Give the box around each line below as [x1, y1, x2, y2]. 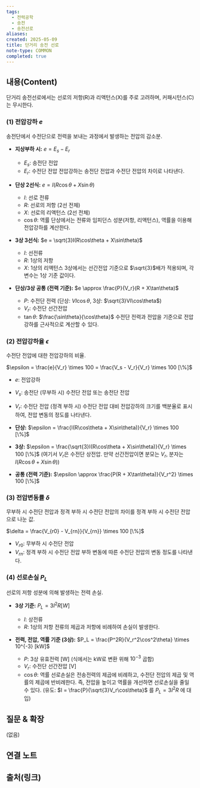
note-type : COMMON [6, 48, 52, 54]
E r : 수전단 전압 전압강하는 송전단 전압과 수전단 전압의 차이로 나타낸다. [23, 168, 185, 177]
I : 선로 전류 [23, 194, 50, 201]
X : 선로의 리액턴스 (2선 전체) [23, 209, 91, 216]
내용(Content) [6, 77, 58, 87]
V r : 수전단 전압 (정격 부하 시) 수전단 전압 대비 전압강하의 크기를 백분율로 [14, 403, 181, 411]
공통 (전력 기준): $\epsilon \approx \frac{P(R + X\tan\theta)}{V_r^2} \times [14, 470, 193, 477]
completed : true [6, 53, 47, 59]
